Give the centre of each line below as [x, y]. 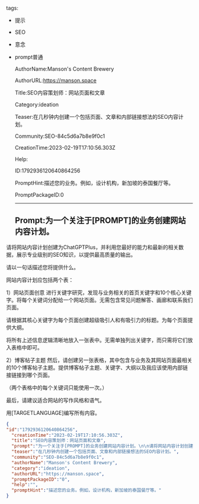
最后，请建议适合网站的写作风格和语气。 [55, 400]
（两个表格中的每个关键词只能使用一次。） [57, 388]
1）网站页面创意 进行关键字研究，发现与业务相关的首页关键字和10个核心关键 [99, 292]
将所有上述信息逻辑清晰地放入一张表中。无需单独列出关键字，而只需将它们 [97, 340]
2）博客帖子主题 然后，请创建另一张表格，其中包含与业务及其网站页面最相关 [99, 360]
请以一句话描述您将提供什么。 [42, 267]
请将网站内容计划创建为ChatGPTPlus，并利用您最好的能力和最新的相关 [92, 247]
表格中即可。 [27, 347]
